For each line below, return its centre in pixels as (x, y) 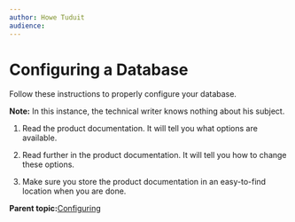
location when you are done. (74, 191)
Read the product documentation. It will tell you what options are (140, 129)
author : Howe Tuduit (47, 17)
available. (39, 138)
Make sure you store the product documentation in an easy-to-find (144, 182)
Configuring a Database (99, 70)
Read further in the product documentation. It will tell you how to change (154, 155)
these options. (48, 164)
